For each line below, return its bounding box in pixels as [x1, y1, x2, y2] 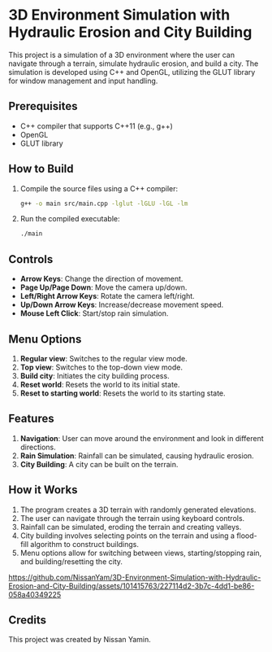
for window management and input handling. [8, 76, 158, 85]
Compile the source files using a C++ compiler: [19, 183, 179, 193]
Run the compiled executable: [19, 214, 120, 224]
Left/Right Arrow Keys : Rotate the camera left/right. [19, 291, 195, 301]
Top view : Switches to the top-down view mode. [19, 362, 183, 372]
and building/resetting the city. [19, 556, 123, 567]
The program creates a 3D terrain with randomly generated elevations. [19, 505, 257, 514]
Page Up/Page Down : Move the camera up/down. [19, 282, 188, 292]
